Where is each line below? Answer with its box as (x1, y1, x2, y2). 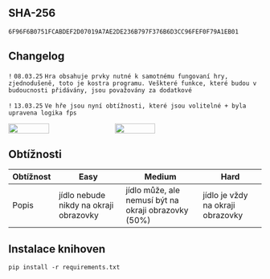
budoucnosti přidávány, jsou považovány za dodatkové (8, 86, 193, 95)
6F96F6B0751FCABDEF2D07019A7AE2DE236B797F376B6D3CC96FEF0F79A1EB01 (8, 27, 239, 35)
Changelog (8, 50, 65, 63)
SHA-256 (8, 6, 56, 20)
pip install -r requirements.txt (8, 264, 121, 272)
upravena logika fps (8, 108, 78, 117)
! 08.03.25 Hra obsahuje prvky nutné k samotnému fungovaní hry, (8, 72, 229, 80)
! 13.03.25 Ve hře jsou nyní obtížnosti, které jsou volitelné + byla (8, 102, 247, 110)
